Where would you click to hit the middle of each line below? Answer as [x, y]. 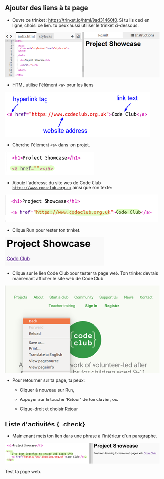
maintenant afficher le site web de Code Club [58, 279]
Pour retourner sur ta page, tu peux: [48, 380]
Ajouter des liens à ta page [47, 8]
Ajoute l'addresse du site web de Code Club [57, 183]
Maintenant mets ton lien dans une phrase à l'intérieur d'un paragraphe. [84, 436]
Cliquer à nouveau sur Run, [47, 390]
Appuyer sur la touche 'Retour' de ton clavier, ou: [69, 399]
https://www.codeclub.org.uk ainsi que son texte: [62, 188]
